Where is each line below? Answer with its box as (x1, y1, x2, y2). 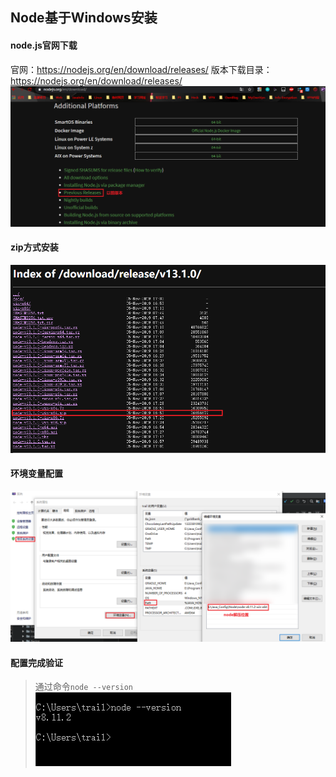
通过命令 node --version (34, 681, 134, 693)
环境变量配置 (10, 468, 63, 480)
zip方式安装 (10, 241, 59, 253)
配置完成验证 (10, 656, 63, 668)
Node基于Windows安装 (10, 9, 158, 27)
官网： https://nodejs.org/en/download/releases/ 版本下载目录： (10, 63, 273, 75)
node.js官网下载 (10, 39, 78, 51)
